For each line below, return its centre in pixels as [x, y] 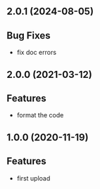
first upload [33, 178]
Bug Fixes [29, 35]
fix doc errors [37, 53]
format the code [40, 115]
